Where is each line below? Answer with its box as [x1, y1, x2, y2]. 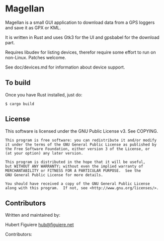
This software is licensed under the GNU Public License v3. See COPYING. [5, 128, 158, 134]
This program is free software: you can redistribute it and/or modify [5, 138, 157, 143]
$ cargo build [5, 101, 35, 106]
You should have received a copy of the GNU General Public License [5, 181, 150, 186]
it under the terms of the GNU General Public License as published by [5, 142, 157, 147]
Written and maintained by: [5, 212, 61, 218]
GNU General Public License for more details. [5, 172, 103, 177]
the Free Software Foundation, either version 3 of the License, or [5, 146, 150, 152]
